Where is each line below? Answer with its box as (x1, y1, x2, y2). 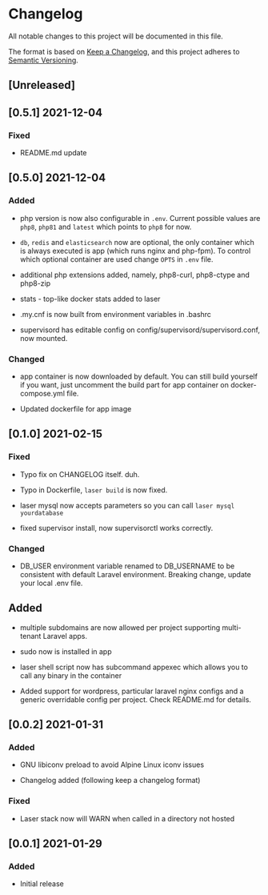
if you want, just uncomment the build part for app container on (19, 380, 230, 389)
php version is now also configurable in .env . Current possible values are (19, 213, 261, 223)
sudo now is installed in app (19, 646, 112, 656)
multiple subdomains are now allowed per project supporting (19, 622, 221, 632)
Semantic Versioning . (8, 55, 78, 65)
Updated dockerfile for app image (19, 404, 132, 413)
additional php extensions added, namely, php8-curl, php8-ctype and (19, 270, 250, 279)
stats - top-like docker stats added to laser (19, 294, 161, 303)
